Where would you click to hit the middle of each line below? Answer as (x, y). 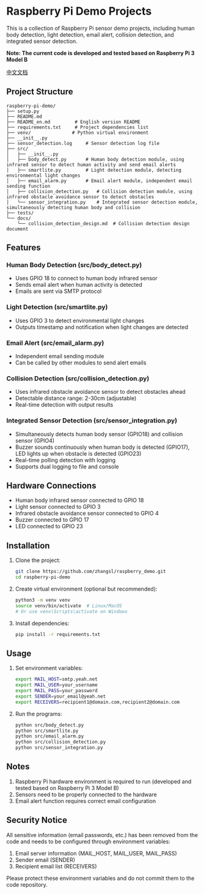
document (17, 229)
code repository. (27, 884)
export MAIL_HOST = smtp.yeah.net (56, 679)
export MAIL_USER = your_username (56, 685)
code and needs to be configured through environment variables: (89, 841)
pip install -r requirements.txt (58, 634)
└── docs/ (19, 218)
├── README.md (24, 116)
